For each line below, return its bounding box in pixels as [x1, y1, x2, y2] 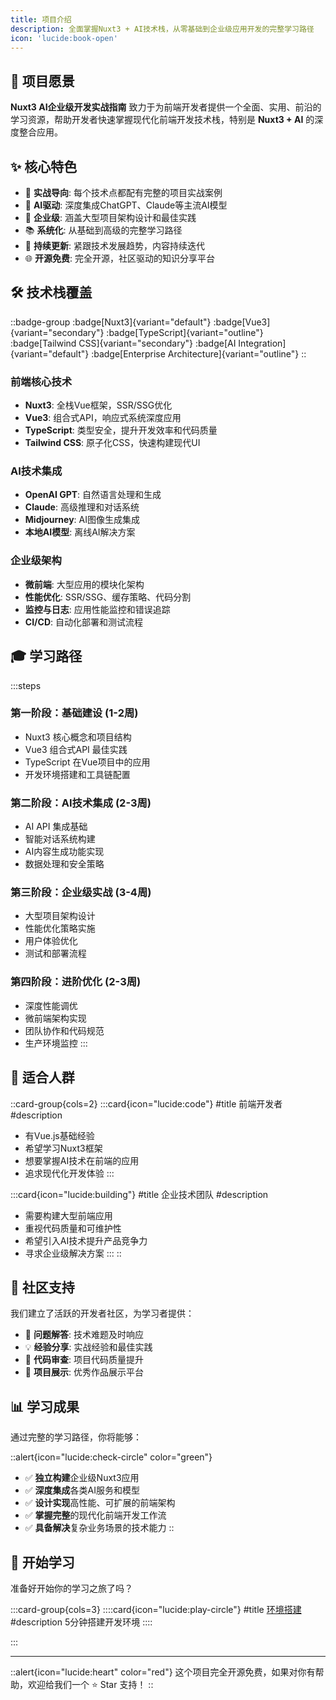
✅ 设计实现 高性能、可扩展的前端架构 [24, 1497, 176, 1509]
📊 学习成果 [10, 1398, 80, 1415]
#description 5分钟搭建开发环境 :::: [10, 1616, 153, 1628]
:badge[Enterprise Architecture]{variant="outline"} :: [91, 347, 307, 360]
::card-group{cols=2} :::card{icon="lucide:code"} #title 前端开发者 [10, 1097, 283, 1110]
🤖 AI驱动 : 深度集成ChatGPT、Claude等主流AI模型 [24, 199, 228, 211]
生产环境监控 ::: [24, 1037, 88, 1049]
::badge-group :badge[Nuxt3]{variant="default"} [10, 316, 212, 328]
